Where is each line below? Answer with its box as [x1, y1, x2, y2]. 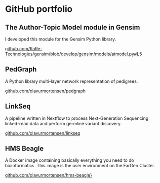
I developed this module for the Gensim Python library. [5, 36, 116, 42]
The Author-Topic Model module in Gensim [5, 23, 140, 32]
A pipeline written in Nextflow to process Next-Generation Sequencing [5, 115, 149, 121]
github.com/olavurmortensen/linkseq [5, 130, 80, 136]
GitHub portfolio [5, 3, 73, 15]
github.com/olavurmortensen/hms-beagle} [5, 172, 92, 178]
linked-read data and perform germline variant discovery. [5, 120, 122, 126]
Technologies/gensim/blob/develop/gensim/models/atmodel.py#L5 [5, 51, 142, 57]
